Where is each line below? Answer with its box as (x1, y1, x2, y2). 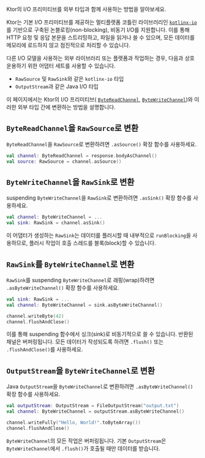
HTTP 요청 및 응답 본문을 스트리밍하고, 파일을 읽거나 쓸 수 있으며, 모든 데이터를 (6, 34, 195, 41)
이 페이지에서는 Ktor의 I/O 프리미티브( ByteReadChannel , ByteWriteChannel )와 (6, 96, 193, 103)
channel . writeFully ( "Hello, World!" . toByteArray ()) (6, 419, 141, 426)
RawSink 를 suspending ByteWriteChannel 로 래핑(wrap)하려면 (6, 276, 155, 283)
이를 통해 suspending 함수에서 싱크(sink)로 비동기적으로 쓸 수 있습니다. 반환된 (6, 331, 194, 338)
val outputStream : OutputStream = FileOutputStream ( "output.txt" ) (6, 403, 179, 409)
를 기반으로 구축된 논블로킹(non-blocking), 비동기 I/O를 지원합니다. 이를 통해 (6, 26, 190, 33)
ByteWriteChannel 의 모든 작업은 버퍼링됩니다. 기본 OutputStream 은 (6, 437, 166, 445)
